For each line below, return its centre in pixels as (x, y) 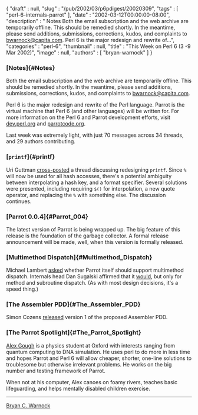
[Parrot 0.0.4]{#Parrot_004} (47, 217)
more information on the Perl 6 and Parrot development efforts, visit (88, 117)
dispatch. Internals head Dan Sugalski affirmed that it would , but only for (94, 276)
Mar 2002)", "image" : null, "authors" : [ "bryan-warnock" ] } (79, 52)
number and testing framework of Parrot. (56, 371)
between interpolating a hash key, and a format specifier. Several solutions (97, 182)
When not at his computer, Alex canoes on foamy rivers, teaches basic (92, 382)
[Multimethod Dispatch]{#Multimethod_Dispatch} (79, 257)
